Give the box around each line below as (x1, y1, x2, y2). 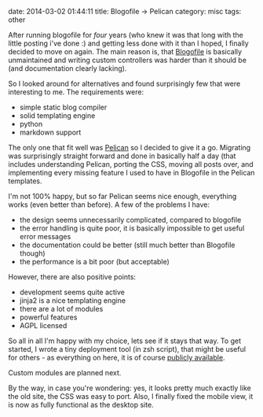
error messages (19, 232, 71, 241)
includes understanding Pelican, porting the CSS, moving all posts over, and (8, 160, 254, 168)
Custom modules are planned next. (8, 368, 122, 377)
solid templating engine (19, 111, 96, 120)
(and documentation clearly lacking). (8, 64, 127, 73)
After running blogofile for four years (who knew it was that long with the (8, 31, 243, 39)
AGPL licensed (19, 321, 68, 330)
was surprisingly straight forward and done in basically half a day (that (8, 151, 236, 161)
